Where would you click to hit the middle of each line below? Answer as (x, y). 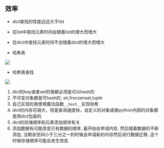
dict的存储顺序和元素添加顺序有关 (46, 122)
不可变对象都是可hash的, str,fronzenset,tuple (57, 98)
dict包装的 (31, 116)
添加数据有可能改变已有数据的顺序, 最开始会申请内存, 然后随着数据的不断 (85, 128)
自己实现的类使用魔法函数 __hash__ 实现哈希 (55, 104)
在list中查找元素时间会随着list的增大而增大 (54, 32)
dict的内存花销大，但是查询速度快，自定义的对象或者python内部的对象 (83, 110)
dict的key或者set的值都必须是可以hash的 (53, 91)
